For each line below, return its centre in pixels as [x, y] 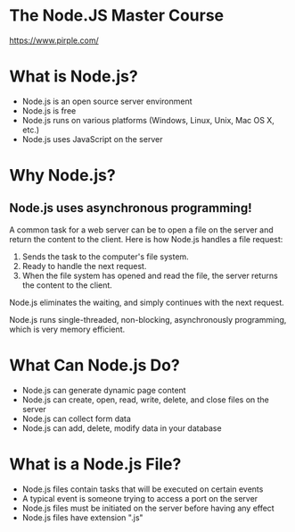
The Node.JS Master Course [117, 16]
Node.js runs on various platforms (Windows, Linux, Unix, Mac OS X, [148, 120]
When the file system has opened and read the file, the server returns [150, 275]
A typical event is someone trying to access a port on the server [140, 498]
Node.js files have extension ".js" [83, 517]
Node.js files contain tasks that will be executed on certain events [143, 489]
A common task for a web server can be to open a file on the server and [141, 230]
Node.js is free [49, 110]
